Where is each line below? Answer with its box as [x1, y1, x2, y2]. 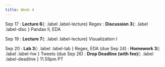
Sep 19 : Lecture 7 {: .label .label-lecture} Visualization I [5, 36, 117, 42]
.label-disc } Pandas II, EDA [5, 26, 61, 32]
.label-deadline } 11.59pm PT [5, 56, 63, 62]
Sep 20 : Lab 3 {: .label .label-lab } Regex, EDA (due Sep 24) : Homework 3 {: [5, 45, 161, 51]
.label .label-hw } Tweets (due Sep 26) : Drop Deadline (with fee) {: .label [5, 51, 154, 57]
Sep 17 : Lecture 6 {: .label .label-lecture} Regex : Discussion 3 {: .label [5, 21, 148, 27]
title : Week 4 [5, 7, 35, 12]
